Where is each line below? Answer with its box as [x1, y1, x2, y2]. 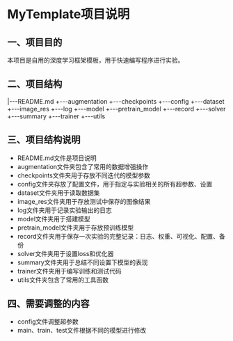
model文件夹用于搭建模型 [17, 214, 90, 223]
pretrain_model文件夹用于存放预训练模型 [17, 223, 134, 232]
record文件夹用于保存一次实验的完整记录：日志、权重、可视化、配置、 [17, 232, 219, 240]
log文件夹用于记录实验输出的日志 [17, 206, 113, 214]
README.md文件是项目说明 [17, 154, 97, 162]
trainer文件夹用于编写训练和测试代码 [17, 267, 122, 275]
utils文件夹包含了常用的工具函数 [17, 276, 109, 284]
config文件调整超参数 [17, 317, 79, 326]
